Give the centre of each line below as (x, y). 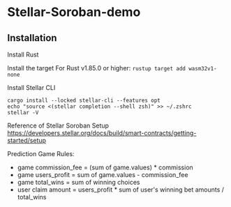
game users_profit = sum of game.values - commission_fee (103, 175)
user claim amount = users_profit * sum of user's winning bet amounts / (121, 190)
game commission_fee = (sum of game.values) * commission (105, 167)
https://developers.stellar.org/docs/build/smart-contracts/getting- (102, 133)
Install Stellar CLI (31, 87)
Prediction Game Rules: (41, 154)
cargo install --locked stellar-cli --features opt (84, 100)
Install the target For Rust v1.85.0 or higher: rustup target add (97, 68)
